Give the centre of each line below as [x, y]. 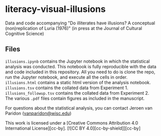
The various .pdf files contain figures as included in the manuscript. [75, 98]
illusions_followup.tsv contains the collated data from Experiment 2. [77, 93]
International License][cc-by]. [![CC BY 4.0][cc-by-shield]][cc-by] [73, 128]
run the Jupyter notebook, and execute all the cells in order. [67, 77]
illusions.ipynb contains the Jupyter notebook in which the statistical [78, 61]
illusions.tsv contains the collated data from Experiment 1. [67, 88]
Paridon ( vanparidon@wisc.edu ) [38, 113]
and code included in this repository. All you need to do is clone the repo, [80, 72]
